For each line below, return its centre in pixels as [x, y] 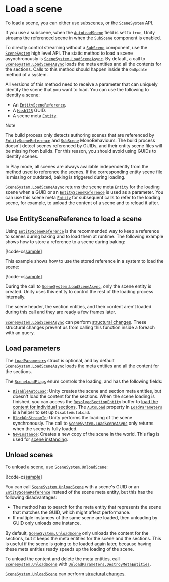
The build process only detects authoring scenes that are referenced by [80, 135]
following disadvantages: [31, 497]
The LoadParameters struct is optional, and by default [60, 360]
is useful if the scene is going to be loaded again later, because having [78, 544]
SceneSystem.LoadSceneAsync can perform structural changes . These [76, 322]
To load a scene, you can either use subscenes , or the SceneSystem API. [79, 23]
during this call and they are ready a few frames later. [61, 312]
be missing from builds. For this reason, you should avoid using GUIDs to [81, 151]
